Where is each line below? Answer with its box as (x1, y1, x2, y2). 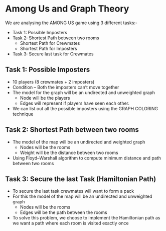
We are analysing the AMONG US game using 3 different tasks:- (5, 20, 138, 26)
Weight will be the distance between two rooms (20, 149, 119, 156)
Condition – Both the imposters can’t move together (12, 84, 119, 90)
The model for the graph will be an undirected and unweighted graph (12, 89, 155, 96)
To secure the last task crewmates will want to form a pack (12, 188, 134, 194)
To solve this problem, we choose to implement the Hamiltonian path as (12, 215, 160, 221)
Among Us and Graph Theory (5, 3, 129, 15)
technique (12, 111, 34, 117)
